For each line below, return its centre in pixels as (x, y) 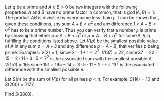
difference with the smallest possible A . (45, 69)
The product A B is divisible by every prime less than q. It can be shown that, (82, 17)
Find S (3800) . (19, 94)
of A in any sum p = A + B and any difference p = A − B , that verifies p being (82, 46)
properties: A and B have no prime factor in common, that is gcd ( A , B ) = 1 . (80, 12)
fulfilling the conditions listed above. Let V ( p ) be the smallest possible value (82, 41)
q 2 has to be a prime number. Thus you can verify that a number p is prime (81, 29)
